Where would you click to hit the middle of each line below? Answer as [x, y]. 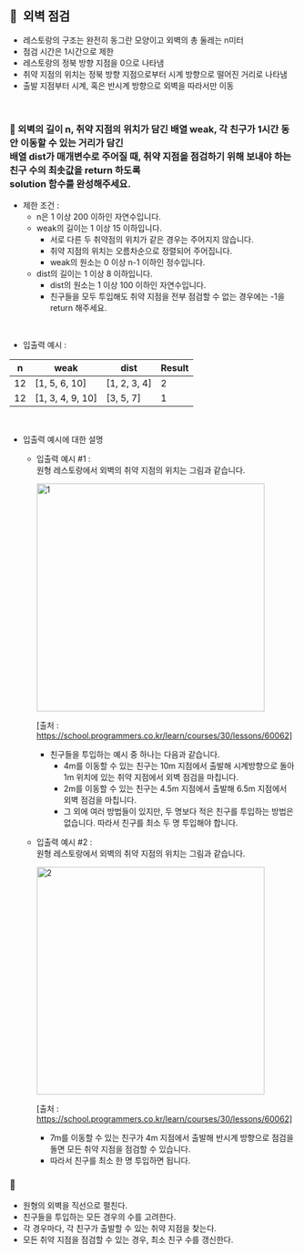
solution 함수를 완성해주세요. [71, 183]
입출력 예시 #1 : [63, 459]
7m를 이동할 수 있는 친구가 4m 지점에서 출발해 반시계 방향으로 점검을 [172, 1138]
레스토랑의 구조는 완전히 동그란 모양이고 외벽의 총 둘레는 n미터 [133, 40]
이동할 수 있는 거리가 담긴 [71, 142]
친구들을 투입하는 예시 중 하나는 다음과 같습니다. [135, 755]
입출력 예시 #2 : [64, 842]
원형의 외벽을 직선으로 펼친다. [75, 1206]
